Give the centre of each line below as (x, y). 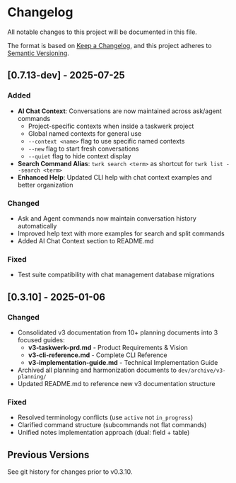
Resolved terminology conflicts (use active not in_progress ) (105, 417)
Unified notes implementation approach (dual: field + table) (104, 433)
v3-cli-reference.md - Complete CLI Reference (98, 355)
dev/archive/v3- (202, 371)
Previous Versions (48, 454)
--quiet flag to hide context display (79, 156)
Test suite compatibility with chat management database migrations (116, 275)
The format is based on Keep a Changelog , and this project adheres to (110, 45)
